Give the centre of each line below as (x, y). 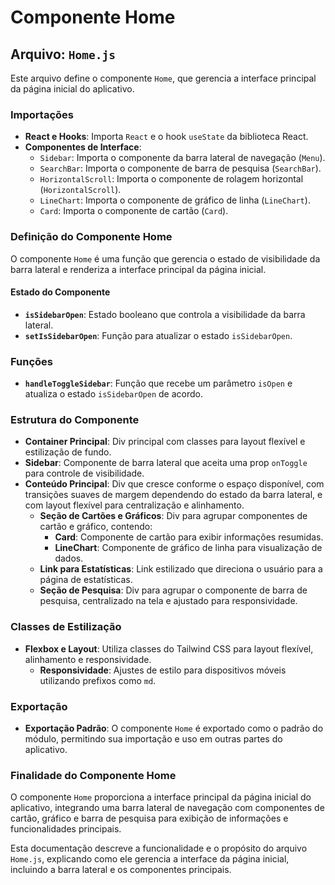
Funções (31, 361)
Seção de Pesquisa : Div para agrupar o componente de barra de (173, 590)
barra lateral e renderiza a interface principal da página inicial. (138, 269)
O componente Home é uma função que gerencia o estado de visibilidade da (165, 258)
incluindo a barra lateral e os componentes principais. (121, 870)
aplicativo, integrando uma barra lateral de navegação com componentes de (167, 808)
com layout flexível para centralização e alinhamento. (134, 505)
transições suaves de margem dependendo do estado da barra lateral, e (173, 495)
